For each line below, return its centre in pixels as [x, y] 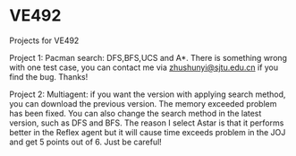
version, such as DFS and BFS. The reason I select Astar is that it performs [147, 123]
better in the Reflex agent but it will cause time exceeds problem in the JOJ [148, 132]
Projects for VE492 [44, 40]
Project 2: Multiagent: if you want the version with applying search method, [148, 94]
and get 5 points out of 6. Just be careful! [86, 142]
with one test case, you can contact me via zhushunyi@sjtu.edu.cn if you [144, 67]
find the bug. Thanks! [49, 76]
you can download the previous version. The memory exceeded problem [143, 103]
